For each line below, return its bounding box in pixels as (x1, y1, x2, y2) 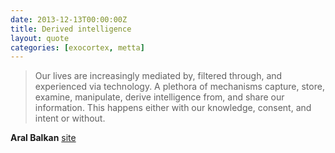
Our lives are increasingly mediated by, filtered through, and (34, 70, 283, 82)
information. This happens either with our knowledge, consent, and (34, 102, 312, 114)
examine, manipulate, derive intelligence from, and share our (34, 91, 285, 103)
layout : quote (10, 33, 70, 43)
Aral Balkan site (10, 132, 77, 144)
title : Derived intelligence (10, 24, 132, 34)
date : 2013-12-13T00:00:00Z (10, 14, 128, 25)
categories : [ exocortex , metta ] (10, 42, 145, 53)
